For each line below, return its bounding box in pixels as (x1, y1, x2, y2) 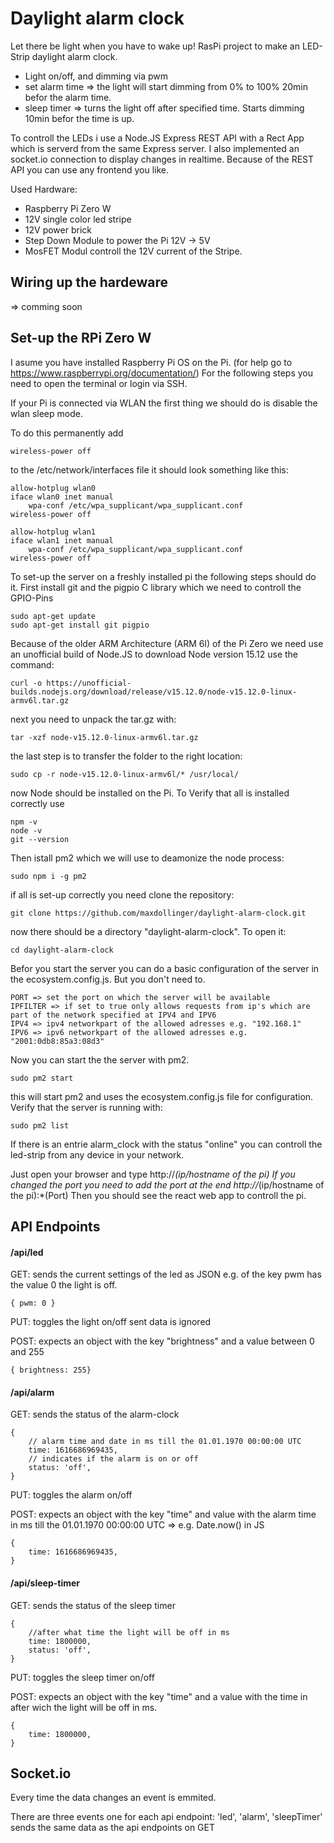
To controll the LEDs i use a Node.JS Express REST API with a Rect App (10, 132, 305, 144)
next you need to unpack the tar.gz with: (10, 713, 177, 725)
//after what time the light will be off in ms (28, 1627, 230, 1637)
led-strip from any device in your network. (10, 1148, 185, 1161)
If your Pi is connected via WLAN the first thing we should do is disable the (10, 397, 318, 409)
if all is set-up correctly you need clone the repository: (10, 888, 235, 901)
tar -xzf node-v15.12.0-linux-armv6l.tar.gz (10, 732, 199, 742)
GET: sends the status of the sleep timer (10, 1599, 176, 1611)
